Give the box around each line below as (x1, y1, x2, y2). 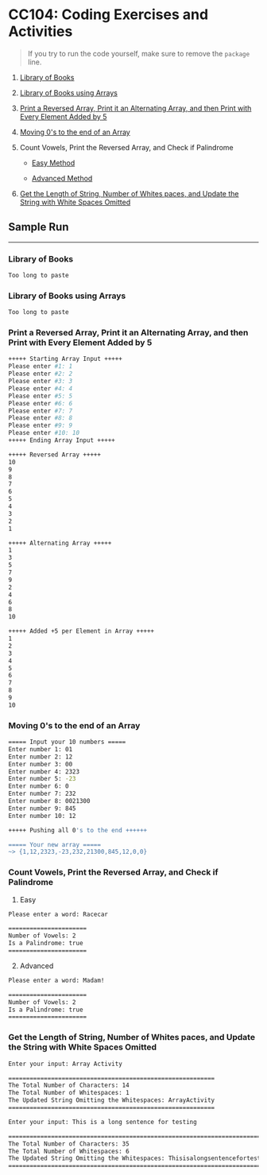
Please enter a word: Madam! (8, 976, 105, 984)
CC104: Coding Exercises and (8, 6, 209, 24)
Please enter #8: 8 (8, 414, 73, 422)
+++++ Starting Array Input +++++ (8, 355, 123, 363)
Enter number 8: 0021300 (8, 797, 91, 805)
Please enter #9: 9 (8, 421, 73, 430)
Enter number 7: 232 (8, 789, 77, 798)
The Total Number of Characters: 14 (8, 1081, 130, 1090)
